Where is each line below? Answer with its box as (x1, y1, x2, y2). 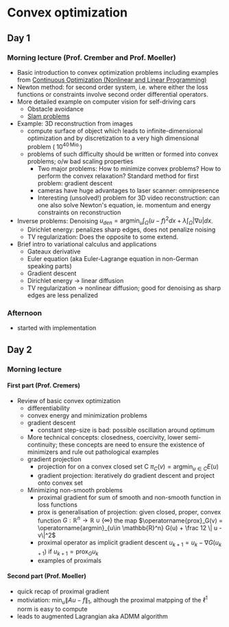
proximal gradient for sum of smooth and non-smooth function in (37, 493, 221, 501)
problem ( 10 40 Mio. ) (27, 141, 83, 150)
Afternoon (7, 308, 43, 317)
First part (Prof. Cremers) (7, 381, 81, 389)
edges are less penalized (27, 290, 98, 299)
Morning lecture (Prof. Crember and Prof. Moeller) (7, 53, 176, 62)
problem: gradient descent (37, 179, 113, 187)
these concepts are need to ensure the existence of (59, 440, 205, 448)
